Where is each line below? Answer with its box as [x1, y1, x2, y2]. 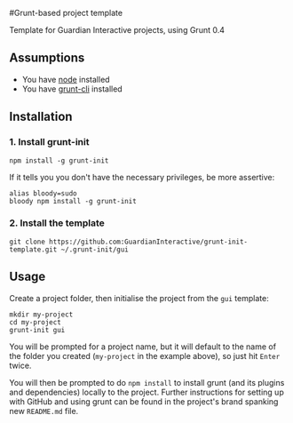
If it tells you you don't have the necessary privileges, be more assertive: [9, 172, 275, 182]
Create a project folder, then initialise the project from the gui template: [9, 292, 269, 303]
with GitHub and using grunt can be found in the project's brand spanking [9, 395, 279, 407]
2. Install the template [9, 217, 105, 229]
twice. [9, 360, 32, 371]
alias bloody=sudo [9, 188, 77, 198]
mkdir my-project [9, 310, 74, 319]
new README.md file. [9, 405, 79, 416]
